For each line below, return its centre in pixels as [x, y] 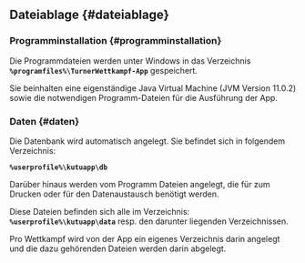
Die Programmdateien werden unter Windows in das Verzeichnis [130, 61]
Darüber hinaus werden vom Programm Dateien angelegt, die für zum [140, 184]
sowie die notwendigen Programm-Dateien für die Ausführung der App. [143, 97]
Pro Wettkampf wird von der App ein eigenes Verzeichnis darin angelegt [145, 238]
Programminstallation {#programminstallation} [116, 41]
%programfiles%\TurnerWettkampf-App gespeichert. [104, 70]
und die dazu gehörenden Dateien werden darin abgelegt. [118, 248]
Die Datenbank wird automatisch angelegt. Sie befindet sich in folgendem [147, 141]
